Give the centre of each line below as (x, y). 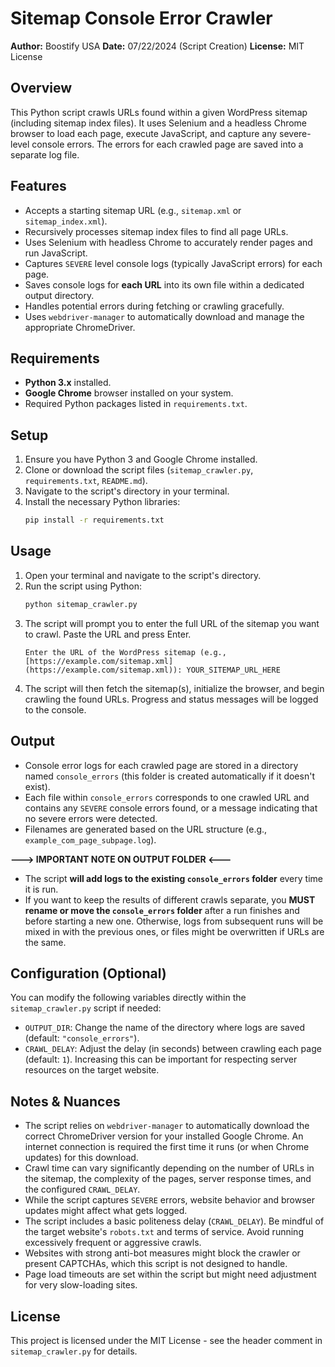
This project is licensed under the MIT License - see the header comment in (166, 1340)
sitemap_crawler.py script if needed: (86, 1008)
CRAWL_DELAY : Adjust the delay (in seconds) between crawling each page (173, 1049)
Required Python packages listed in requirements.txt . (136, 404)
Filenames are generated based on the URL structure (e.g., (146, 829)
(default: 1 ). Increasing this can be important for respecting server (161, 1059)
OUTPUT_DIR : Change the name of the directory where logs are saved (165, 1028)
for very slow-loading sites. (81, 1285)
